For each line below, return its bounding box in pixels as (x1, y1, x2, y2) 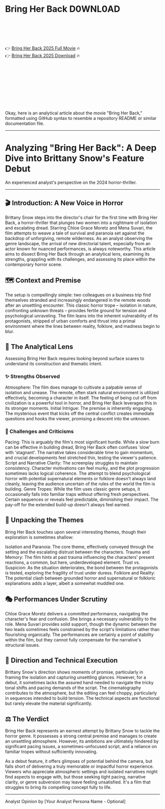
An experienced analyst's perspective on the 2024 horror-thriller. (5, 179, 137, 185)
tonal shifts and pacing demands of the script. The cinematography (5, 685, 141, 691)
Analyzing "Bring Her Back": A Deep (5, 143, 157, 153)
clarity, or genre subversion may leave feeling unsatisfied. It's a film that (5, 779, 151, 785)
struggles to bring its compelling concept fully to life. (5, 784, 112, 790)
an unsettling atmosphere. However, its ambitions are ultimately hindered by (5, 738, 159, 744)
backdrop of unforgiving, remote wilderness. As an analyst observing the (5, 235, 153, 241)
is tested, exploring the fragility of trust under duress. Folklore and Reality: (5, 570, 156, 576)
